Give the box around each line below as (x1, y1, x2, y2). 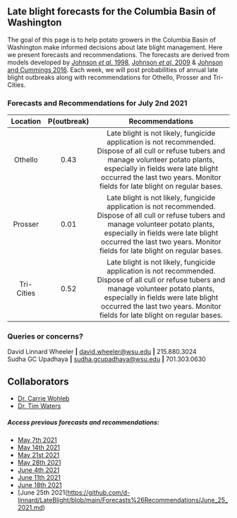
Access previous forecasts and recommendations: (7, 418, 160, 426)
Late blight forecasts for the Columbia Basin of (7, 6, 217, 18)
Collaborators (7, 375, 69, 387)
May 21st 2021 (17, 451, 60, 459)
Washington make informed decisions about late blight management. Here (7, 42, 223, 52)
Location (11, 117, 41, 126)
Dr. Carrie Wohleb (17, 394, 70, 403)
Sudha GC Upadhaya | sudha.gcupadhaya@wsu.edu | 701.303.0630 (7, 355, 206, 363)
